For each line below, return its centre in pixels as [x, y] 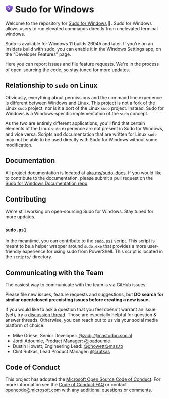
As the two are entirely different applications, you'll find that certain [75, 123]
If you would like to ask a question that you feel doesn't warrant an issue [80, 310]
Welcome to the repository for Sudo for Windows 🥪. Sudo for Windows [79, 23]
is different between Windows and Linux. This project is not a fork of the [80, 103]
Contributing [26, 199]
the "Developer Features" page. [38, 54]
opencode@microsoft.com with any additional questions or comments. [79, 390]
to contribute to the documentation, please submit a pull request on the [79, 178]
